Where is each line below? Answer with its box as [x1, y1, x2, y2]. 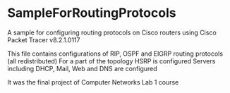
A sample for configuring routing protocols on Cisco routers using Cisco [7, 28, 217, 37]
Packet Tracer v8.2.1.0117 [7, 35, 80, 44]
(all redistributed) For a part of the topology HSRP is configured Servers [7, 56, 216, 65]
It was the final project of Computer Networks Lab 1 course [7, 77, 179, 86]
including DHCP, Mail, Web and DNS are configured [7, 64, 157, 73]
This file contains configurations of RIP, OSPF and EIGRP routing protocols [7, 49, 224, 58]
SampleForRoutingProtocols [7, 5, 176, 21]
